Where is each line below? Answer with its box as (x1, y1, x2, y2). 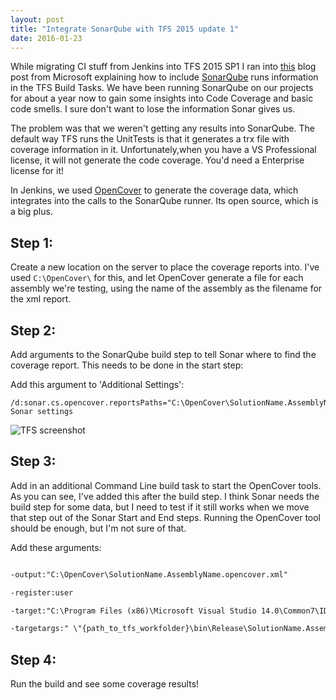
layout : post (10, 14, 65, 25)
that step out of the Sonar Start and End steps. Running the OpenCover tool (10, 511, 322, 523)
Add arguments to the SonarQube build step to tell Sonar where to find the (10, 349, 317, 360)
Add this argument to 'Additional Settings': (10, 379, 185, 390)
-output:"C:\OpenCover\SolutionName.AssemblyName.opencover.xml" (10, 569, 288, 580)
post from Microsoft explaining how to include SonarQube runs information (10, 71, 319, 83)
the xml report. (10, 293, 72, 305)
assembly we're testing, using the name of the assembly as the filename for (10, 282, 323, 295)
